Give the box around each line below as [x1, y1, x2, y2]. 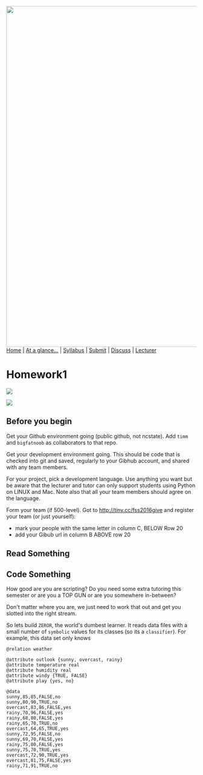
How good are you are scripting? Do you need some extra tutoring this [6, 585, 181, 592]
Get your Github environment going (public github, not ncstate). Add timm [6, 432, 188, 439]
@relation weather [6, 646, 53, 652]
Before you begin [6, 416, 72, 427]
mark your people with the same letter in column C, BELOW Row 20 [14, 524, 183, 531]
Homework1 [6, 368, 68, 382]
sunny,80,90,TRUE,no [6, 699, 59, 705]
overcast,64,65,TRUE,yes [6, 725, 69, 731]
